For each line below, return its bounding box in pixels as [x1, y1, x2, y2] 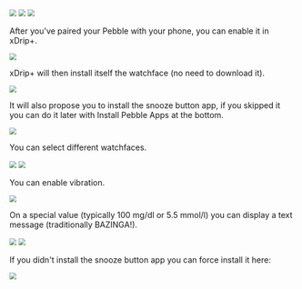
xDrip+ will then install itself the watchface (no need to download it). [9, 67, 266, 78]
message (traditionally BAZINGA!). [9, 219, 138, 230]
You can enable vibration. [9, 177, 106, 188]
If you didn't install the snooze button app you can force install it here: [9, 254, 271, 265]
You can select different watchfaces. [9, 142, 147, 153]
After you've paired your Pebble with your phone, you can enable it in [9, 25, 270, 36]
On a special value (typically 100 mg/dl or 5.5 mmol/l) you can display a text [9, 210, 293, 220]
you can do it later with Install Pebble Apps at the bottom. [9, 110, 225, 120]
